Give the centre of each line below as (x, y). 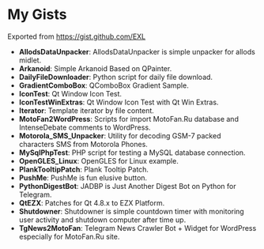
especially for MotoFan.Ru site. (69, 236)
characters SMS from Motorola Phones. (83, 144)
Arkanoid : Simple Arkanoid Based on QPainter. (95, 68)
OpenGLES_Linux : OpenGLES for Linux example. (98, 160)
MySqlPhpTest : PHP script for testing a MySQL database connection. (132, 153)
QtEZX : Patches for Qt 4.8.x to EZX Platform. (92, 202)
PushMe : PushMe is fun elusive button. (83, 177)
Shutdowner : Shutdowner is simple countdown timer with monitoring (131, 211)
